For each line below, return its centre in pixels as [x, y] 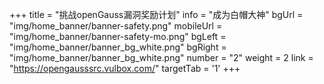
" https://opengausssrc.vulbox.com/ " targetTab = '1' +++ [125, 68]
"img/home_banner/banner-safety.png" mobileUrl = [116, 26]
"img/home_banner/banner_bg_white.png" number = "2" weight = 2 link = [161, 57]
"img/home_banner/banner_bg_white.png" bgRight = [118, 47]
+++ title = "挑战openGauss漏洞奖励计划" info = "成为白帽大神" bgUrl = [156, 14]
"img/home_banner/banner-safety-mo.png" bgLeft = [118, 36]
